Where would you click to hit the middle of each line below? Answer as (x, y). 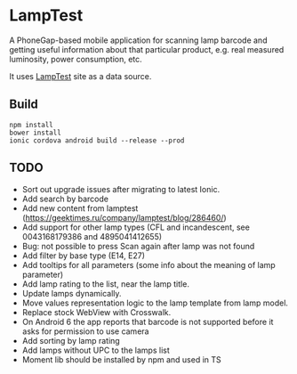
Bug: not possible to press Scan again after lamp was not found (138, 246)
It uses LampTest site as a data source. (80, 76)
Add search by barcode (65, 199)
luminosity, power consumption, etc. (76, 59)
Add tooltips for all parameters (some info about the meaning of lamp (148, 264)
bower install (36, 133)
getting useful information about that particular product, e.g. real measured (147, 49)
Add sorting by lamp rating (71, 340)
